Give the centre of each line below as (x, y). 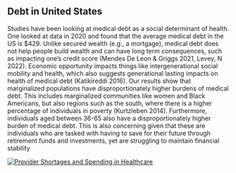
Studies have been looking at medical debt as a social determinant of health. (118, 28)
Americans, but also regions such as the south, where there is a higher (110, 103)
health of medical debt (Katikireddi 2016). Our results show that (99, 81)
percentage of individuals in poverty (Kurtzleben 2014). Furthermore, (107, 110)
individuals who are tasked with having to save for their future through (109, 133)
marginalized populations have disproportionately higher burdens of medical (118, 88)
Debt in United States (55, 12)
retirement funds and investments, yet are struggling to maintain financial (113, 141)
